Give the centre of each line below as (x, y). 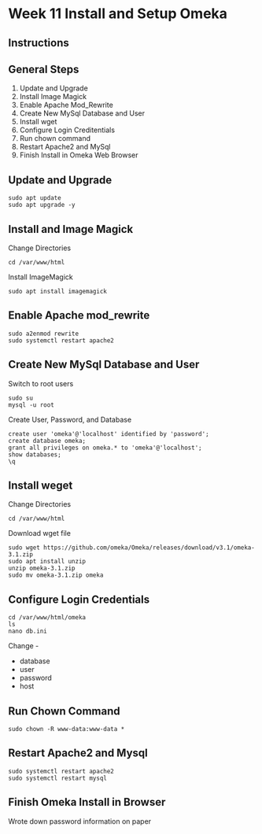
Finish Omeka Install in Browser (87, 802)
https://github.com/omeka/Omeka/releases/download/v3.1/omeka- (149, 548)
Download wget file (39, 533)
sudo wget (24, 548)
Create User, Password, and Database (70, 419)
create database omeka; (47, 441)
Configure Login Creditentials (67, 130)
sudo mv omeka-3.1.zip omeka (56, 575)
